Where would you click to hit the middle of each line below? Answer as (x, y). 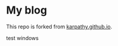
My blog (27, 10)
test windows (23, 38)
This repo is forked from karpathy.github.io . (59, 27)
